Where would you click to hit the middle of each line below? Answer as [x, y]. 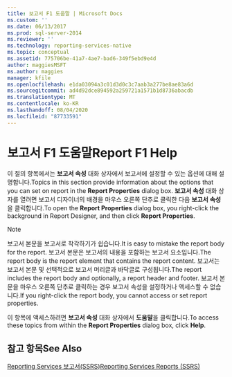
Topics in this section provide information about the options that [122, 182]
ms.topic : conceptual [38, 53]
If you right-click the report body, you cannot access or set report [114, 295]
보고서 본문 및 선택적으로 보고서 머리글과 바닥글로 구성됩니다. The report [105, 269]
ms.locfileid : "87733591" [44, 116]
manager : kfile [29, 78]
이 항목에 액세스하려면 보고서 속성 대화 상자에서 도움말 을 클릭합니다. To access [113, 317]
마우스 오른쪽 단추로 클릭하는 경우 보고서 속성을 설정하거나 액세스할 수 [114, 286]
